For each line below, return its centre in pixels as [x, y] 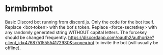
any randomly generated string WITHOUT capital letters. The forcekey [76, 32]
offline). [13, 48]
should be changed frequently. [36, 37]
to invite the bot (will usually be [127, 42]
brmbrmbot [29, 9]
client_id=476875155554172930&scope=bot [50, 42]
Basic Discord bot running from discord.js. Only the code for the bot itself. [80, 22]
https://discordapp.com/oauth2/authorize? [111, 37]
